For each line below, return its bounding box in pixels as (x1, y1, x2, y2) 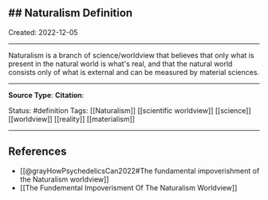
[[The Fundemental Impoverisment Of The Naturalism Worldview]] (19, 182, 238, 192)
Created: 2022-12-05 (8, 27, 78, 37)
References (8, 145, 67, 159)
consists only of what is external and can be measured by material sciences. (8, 67, 260, 76)
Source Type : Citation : (8, 90, 85, 100)
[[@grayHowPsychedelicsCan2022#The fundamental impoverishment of (19, 166, 260, 175)
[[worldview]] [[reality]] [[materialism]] (8, 114, 136, 124)
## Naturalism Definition (8, 6, 133, 20)
